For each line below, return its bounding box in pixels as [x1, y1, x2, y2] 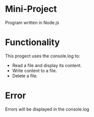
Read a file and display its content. [12, 62, 82, 68]
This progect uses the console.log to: [5, 53, 80, 59]
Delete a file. [12, 72, 38, 79]
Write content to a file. [12, 68, 57, 73]
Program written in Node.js [5, 20, 60, 25]
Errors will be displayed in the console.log [5, 106, 90, 112]
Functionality [5, 37, 60, 48]
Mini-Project [5, 3, 57, 15]
